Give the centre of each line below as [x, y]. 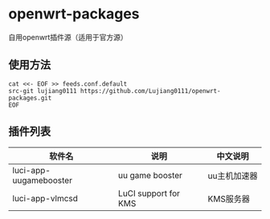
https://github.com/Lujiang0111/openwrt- [150, 91]
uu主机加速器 [233, 176]
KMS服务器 [229, 199]
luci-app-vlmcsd [45, 198]
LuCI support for [149, 193]
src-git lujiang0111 [43, 91]
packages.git [30, 98]
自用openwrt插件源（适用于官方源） [68, 37]
